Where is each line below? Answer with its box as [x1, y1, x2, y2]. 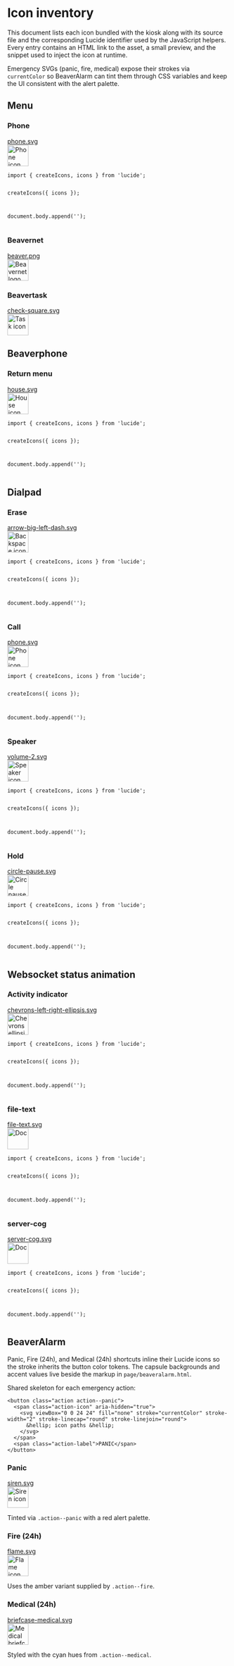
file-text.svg [7, 1120, 42, 1128]
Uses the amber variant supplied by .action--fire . [7, 1582, 155, 1591]
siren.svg [7, 1479, 34, 1487]
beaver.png [7, 252, 41, 260]
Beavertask [7, 290, 48, 300]
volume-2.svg [7, 753, 48, 761]
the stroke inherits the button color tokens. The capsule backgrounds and [7, 1362, 220, 1371]
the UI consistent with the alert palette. [7, 79, 119, 87]
